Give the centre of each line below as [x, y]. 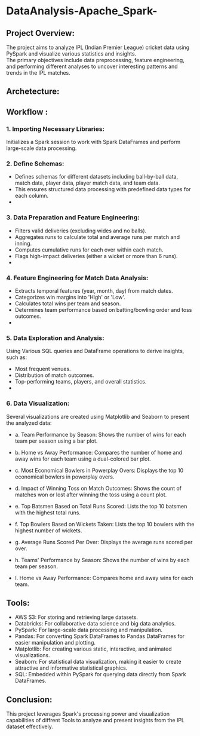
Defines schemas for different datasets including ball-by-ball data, [96, 177]
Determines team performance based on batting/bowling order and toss [103, 309]
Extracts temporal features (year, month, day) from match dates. [94, 290]
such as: [17, 357]
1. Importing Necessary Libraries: [56, 128]
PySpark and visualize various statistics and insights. [71, 54]
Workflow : [27, 112]
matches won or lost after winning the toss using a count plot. [91, 495]
